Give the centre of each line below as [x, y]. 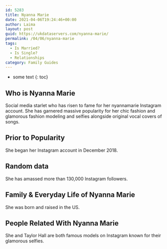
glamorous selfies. [25, 241]
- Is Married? [25, 48]
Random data [27, 166]
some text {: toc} [30, 77]
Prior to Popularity [35, 138]
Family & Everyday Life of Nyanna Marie [70, 195]
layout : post [19, 29]
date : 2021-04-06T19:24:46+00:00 [41, 19]
